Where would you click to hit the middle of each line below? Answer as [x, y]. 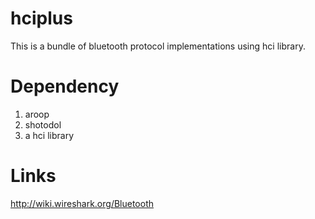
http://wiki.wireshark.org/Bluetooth [82, 203]
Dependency [65, 86]
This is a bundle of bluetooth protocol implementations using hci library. [158, 46]
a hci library [49, 135]
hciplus [41, 18]
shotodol [43, 124]
